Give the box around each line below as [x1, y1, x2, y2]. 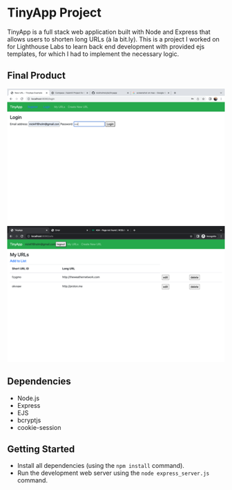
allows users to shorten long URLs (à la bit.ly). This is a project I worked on [7, 35, 220, 43]
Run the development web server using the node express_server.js [17, 469, 210, 478]
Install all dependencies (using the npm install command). [17, 462, 185, 470]
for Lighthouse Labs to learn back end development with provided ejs [7, 42, 205, 50]
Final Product [7, 70, 66, 82]
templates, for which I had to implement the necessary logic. [7, 50, 180, 58]
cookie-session [17, 423, 61, 431]
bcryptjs [17, 416, 41, 424]
